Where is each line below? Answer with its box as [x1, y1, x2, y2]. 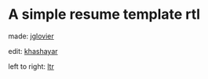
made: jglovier [8, 31, 55, 41]
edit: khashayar [8, 46, 58, 56]
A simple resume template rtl [8, 5, 201, 23]
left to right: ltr [8, 61, 55, 71]
